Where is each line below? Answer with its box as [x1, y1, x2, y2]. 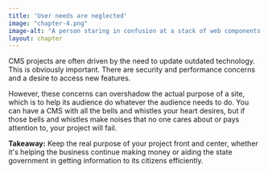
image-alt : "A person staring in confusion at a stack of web [8, 27, 221, 35]
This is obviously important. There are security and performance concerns [8, 65, 256, 75]
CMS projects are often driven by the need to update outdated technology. [8, 56, 256, 66]
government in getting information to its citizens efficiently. [8, 156, 204, 166]
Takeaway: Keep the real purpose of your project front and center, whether [8, 138, 259, 149]
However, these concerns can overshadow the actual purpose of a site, [8, 89, 245, 99]
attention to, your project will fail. [8, 123, 118, 133]
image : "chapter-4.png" [8, 19, 89, 27]
